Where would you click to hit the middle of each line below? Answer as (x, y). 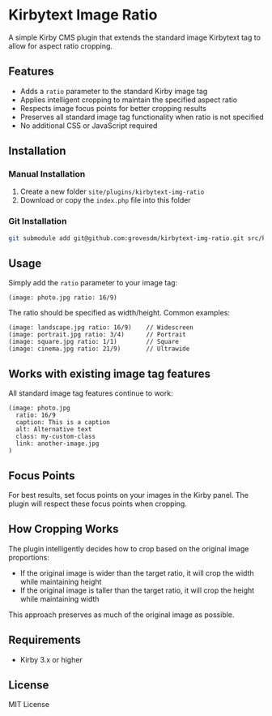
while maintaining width (59, 598)
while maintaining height (61, 581)
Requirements (45, 640)
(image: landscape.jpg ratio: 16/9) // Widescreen (101, 328)
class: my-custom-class (55, 437)
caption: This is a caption (63, 422)
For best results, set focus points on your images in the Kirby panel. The (129, 495)
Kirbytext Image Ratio (83, 15)
